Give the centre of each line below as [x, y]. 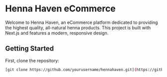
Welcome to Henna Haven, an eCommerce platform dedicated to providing [82, 22]
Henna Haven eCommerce [60, 9]
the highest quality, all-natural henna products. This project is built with [78, 27]
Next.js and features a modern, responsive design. [57, 33]
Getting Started [30, 48]
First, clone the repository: [32, 61]
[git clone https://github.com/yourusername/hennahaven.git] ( [71, 70]
